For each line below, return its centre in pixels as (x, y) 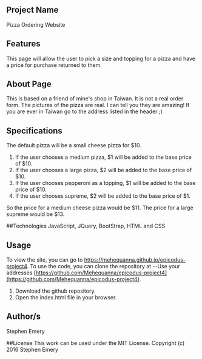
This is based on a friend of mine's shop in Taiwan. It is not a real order (95, 99)
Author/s (24, 317)
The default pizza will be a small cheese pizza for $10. (74, 145)
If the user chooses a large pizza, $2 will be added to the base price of (103, 170)
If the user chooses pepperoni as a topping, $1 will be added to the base (105, 183)
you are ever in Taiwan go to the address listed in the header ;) (84, 111)
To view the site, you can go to (45, 260)
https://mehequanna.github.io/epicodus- (135, 260)
